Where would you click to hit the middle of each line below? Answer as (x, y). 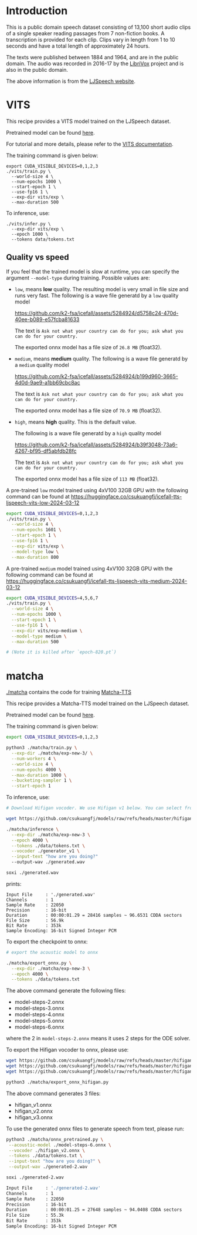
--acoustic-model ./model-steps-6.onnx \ (60, 1145)
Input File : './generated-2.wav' (53, 1188)
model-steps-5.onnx (39, 1021)
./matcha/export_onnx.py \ (39, 963)
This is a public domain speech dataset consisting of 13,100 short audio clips (98, 27)
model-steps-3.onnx (39, 1008)
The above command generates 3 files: (53, 1093)
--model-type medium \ (39, 636)
